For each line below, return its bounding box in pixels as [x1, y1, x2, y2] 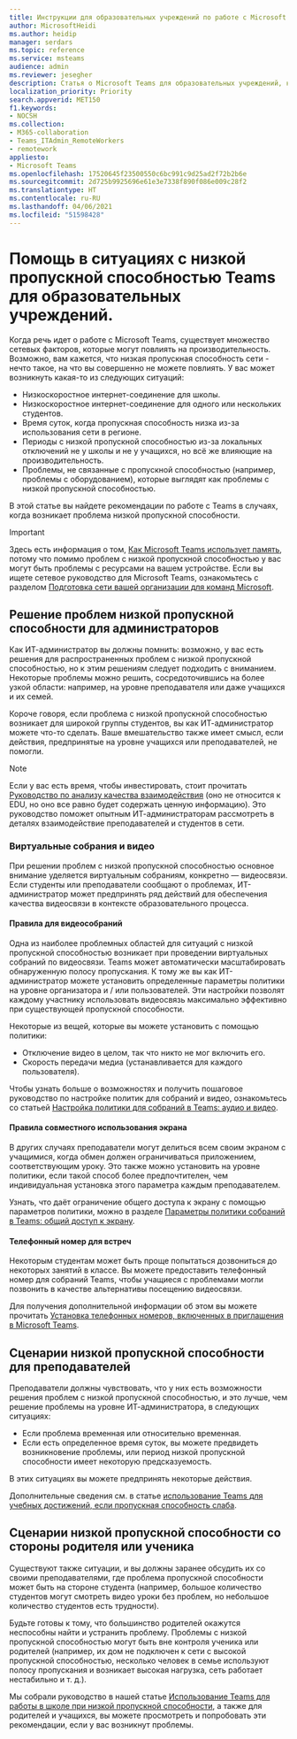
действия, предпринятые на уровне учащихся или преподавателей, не [9, 736, 278, 748]
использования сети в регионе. [21, 427, 141, 437]
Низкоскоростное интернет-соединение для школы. [21, 389, 221, 399]
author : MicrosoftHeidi [9, 21, 97, 30]
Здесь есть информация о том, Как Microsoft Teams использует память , [9, 543, 283, 554]
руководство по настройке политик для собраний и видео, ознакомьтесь [9, 1092, 287, 1103]
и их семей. [9, 691, 54, 702]
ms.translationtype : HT [9, 186, 97, 195]
